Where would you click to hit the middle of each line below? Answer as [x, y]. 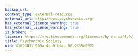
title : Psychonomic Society [33, 41]
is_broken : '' [19, 32]
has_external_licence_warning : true [42, 23]
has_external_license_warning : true [42, 28]
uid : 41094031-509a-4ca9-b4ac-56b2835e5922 [50, 46]
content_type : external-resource [39, 14]
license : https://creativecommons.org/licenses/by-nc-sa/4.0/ [69, 37]
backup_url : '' [20, 9]
